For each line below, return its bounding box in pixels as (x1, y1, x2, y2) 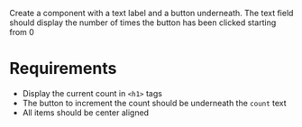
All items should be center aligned (22, 107, 150, 118)
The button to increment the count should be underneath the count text (22, 97, 287, 108)
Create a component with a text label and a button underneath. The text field (9, 8, 294, 18)
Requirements (9, 59, 117, 79)
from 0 (9, 27, 34, 37)
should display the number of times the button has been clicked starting (9, 17, 277, 28)
